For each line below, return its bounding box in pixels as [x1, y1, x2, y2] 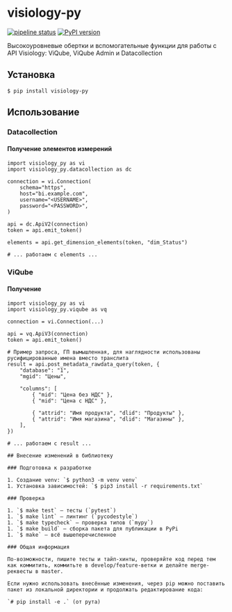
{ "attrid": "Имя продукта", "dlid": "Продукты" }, [32, 409, 185, 417]
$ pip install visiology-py [7, 87, 89, 95]
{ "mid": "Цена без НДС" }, [32, 391, 113, 398]
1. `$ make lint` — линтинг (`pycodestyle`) [7, 513, 138, 520]
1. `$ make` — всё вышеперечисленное [7, 531, 117, 539]
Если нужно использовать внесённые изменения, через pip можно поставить [7, 580, 226, 588]
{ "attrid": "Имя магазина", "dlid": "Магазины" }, [32, 416, 185, 423]
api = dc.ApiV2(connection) [7, 221, 89, 228]
